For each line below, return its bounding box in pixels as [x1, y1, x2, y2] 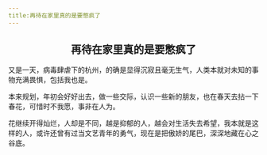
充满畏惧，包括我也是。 [14, 75, 92, 85]
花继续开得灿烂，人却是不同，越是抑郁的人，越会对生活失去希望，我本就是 [8, 119, 252, 128]
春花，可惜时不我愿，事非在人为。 [8, 102, 120, 112]
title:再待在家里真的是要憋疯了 [8, 11, 101, 20]
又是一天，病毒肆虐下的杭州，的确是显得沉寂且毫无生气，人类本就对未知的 [8, 65, 252, 75]
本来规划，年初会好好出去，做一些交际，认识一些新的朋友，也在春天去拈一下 [8, 92, 259, 101]
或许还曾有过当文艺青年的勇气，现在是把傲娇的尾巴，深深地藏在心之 [35, 128, 259, 138]
